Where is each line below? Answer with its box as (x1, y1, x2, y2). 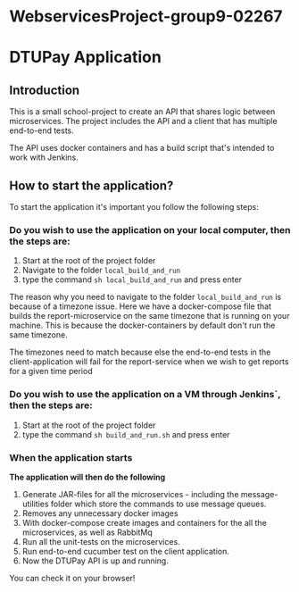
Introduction (9, 82, 80, 97)
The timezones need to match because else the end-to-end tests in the (9, 346, 271, 358)
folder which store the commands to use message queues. (50, 498, 267, 509)
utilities (21, 498, 49, 509)
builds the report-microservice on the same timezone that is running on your (9, 311, 290, 321)
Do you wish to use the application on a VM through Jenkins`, (9, 388, 281, 401)
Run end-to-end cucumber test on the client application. (21, 546, 229, 556)
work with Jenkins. (9, 152, 79, 163)
